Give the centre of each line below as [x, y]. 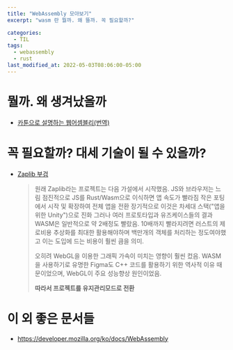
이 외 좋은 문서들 [51, 319]
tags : [15, 46]
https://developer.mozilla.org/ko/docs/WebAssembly [93, 338]
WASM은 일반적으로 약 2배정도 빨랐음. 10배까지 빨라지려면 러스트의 [126, 223]
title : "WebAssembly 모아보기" [50, 14]
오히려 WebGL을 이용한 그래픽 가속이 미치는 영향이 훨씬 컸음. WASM [128, 256]
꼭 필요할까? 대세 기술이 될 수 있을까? [107, 153]
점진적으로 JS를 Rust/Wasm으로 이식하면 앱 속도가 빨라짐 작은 [127, 197]
